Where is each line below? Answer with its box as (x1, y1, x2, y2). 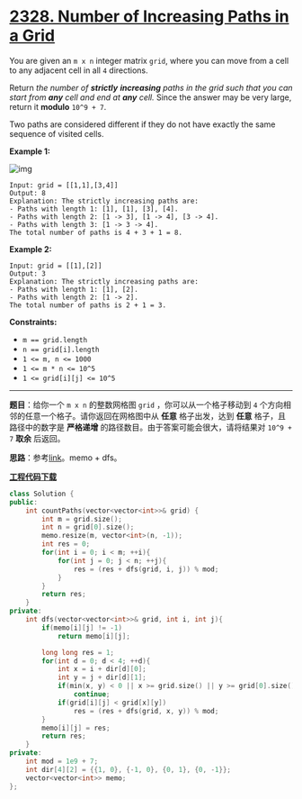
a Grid (9, 25, 56, 46)
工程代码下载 (9, 471, 57, 482)
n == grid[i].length (22, 345, 100, 354)
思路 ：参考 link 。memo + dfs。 (9, 452, 122, 463)
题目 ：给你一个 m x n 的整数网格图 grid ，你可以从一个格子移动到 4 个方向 (9, 399, 284, 410)
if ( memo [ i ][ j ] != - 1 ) (41, 623, 123, 632)
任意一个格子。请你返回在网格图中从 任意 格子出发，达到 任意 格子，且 (24, 410, 286, 421)
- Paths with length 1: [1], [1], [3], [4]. (9, 204, 179, 213)
